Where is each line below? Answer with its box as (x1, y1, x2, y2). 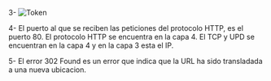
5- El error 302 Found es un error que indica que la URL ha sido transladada (8, 57, 263, 66)
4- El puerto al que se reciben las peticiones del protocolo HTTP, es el (8, 23, 244, 32)
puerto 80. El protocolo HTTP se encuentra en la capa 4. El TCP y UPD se (8, 32, 255, 41)
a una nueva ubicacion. (8, 65, 87, 75)
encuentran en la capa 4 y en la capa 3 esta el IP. (8, 40, 174, 50)
